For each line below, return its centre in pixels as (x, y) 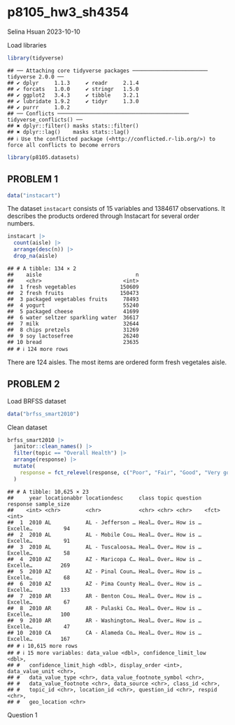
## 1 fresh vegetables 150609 (73, 287)
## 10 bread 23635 (73, 342)
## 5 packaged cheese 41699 (73, 311)
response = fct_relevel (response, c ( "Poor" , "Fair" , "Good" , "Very (120, 472)
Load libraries (27, 45)
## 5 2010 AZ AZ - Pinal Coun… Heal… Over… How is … (104, 572)
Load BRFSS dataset (37, 401)
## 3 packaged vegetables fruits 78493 (73, 299)
